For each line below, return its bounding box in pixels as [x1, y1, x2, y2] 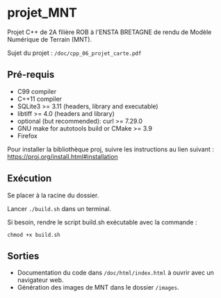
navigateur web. [17, 276, 64, 284]
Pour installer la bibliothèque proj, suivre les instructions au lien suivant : [7, 144, 214, 154]
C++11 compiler [17, 94, 63, 103]
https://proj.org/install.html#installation [7, 152, 118, 160]
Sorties [7, 250, 40, 262]
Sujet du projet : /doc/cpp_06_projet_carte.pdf [7, 49, 142, 57]
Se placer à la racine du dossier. [7, 191, 99, 199]
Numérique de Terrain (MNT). [7, 35, 92, 43]
